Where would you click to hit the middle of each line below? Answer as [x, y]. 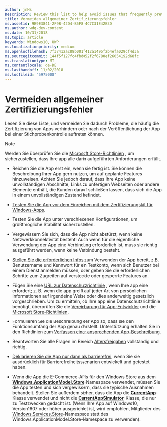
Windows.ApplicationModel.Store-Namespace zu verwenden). [76, 419]
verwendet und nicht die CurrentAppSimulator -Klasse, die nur [92, 398]
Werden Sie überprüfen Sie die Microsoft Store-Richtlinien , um [70, 153]
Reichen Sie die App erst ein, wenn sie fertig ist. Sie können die [77, 168]
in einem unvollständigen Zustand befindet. [57, 195]
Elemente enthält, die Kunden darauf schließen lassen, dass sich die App [87, 189]
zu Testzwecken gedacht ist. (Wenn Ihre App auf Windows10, [75, 403]
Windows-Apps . [29, 210]
